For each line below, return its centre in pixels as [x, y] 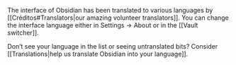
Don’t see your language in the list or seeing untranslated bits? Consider [113, 46]
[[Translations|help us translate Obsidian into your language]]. [98, 54]
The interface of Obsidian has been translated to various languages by [110, 10]
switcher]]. [23, 32]
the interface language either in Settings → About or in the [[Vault [103, 25]
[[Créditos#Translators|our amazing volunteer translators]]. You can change [118, 18]
